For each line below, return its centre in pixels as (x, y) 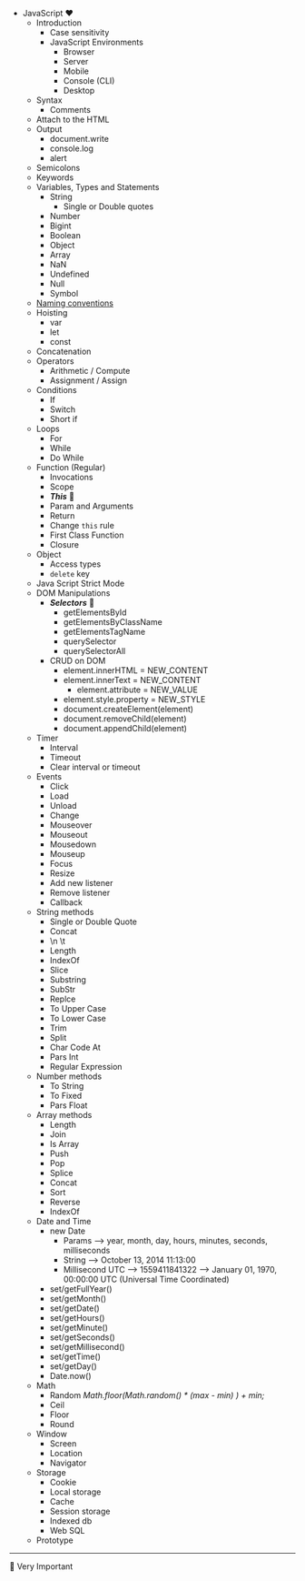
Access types (75, 564)
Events (49, 776)
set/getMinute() (79, 1328)
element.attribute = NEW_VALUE (137, 690)
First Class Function (87, 535)
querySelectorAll (94, 651)
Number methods (69, 1076)
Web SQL (67, 1531)
